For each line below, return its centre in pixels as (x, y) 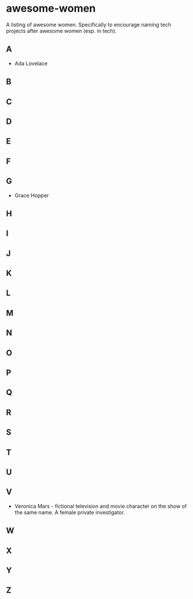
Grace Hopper (32, 195)
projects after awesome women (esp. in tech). (61, 30)
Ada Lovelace (31, 63)
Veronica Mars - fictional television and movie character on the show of (101, 506)
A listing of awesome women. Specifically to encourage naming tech (89, 25)
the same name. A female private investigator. (70, 512)
